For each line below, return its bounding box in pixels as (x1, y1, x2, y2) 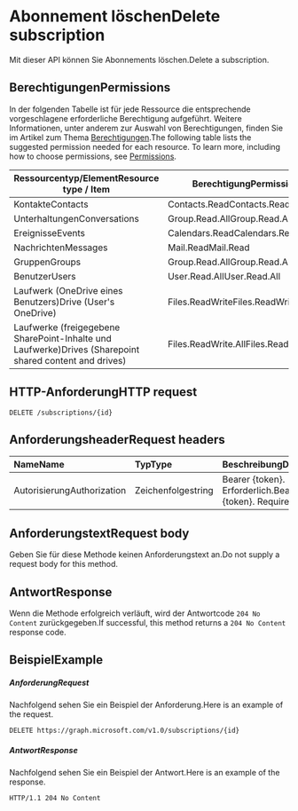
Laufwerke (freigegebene (13, 321, 121, 334)
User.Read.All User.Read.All (167, 270, 281, 282)
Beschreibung (222, 459, 283, 471)
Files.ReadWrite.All (167, 337, 247, 350)
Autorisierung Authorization (13, 484, 127, 497)
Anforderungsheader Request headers (9, 432, 226, 447)
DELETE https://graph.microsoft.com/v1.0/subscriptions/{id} (9, 726, 240, 736)
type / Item (62, 183, 111, 195)
